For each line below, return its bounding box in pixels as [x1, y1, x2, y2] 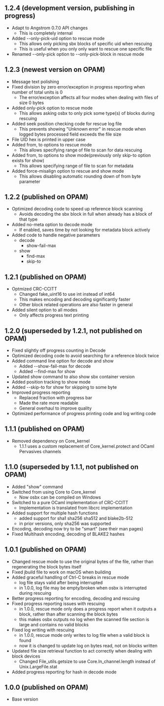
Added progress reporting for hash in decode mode [11, 669, 117, 675]
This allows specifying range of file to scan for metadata [19, 163, 134, 169]
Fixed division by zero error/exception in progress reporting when [11, 84, 145, 90]
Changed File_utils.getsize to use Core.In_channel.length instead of [19, 658, 156, 664]
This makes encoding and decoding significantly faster [19, 296, 131, 302]
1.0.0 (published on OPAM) [4, 683, 89, 692]
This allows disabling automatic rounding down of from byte [19, 173, 141, 179]
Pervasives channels [19, 448, 62, 454]
